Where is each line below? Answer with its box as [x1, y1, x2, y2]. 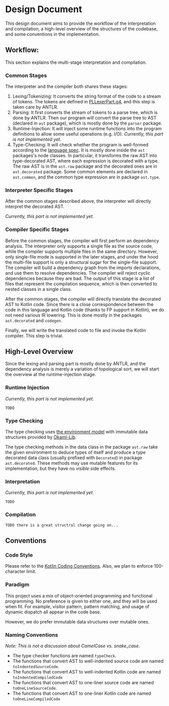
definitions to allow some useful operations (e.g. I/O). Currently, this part [12, 131, 163, 137]
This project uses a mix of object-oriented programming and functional [5, 592, 153, 599]
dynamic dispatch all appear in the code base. [5, 609, 101, 615]
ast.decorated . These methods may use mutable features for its [5, 460, 138, 466]
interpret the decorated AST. [5, 204, 65, 210]
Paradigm [5, 581, 29, 588]
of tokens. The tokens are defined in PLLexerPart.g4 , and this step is [12, 99, 155, 105]
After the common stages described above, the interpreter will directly [5, 198, 151, 204]
